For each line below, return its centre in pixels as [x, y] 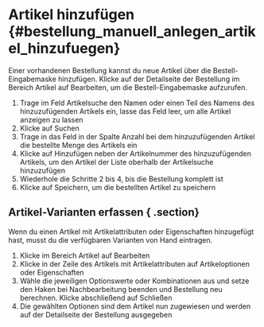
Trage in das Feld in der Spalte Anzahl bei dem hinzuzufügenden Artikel [137, 136]
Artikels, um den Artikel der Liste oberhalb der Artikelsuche [116, 162]
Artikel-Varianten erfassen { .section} [104, 212]
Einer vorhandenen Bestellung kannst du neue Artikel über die [110, 70]
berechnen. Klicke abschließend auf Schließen [96, 298]
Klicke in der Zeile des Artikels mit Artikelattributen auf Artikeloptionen [135, 263]
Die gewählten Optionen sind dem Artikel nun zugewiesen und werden [135, 306]
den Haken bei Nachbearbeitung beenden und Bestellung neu [121, 289]
